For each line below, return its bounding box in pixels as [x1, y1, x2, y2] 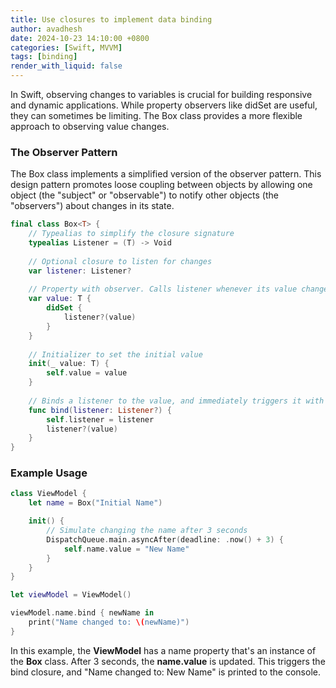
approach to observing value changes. [10, 121, 170, 132]
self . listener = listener [46, 414, 155, 425]
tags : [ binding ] [10, 52, 78, 62]
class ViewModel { [10, 489, 87, 499]
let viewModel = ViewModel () [10, 590, 132, 600]
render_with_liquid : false [10, 61, 123, 71]
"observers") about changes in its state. [10, 200, 175, 212]
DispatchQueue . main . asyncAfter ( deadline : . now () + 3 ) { [46, 534, 284, 545]
